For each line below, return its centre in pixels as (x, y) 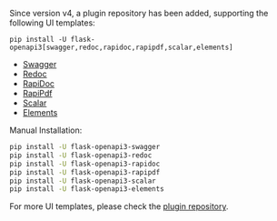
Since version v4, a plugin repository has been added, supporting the (139, 13)
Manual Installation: (46, 130)
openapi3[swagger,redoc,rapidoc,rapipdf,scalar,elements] (121, 47)
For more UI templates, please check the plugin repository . (119, 206)
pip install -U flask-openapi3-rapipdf (85, 172)
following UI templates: (52, 23)
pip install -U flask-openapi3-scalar (83, 181)
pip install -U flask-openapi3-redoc (81, 155)
